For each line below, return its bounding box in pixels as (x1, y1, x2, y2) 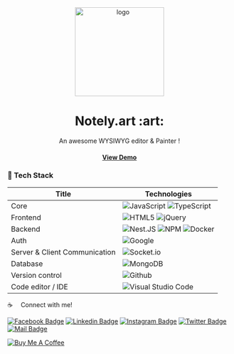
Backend (11, 224, 41, 234)
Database (11, 259, 43, 269)
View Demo (102, 153, 137, 161)
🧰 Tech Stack (7, 171, 54, 181)
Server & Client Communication (11, 247, 116, 257)
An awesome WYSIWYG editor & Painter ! (59, 136, 180, 145)
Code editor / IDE (11, 281, 69, 291)
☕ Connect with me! (7, 300, 73, 309)
